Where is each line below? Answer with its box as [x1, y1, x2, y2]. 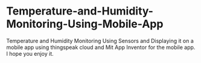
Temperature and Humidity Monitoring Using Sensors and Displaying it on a [6, 37, 194, 44]
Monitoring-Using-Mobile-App [6, 17, 164, 31]
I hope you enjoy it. [6, 50, 54, 57]
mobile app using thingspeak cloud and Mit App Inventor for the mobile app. [6, 44, 196, 51]
